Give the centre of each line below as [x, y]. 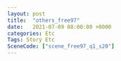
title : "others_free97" [44, 20]
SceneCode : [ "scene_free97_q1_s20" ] [61, 46]
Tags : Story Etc [31, 40]
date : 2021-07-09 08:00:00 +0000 [59, 27]
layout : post [26, 14]
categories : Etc [31, 33]
